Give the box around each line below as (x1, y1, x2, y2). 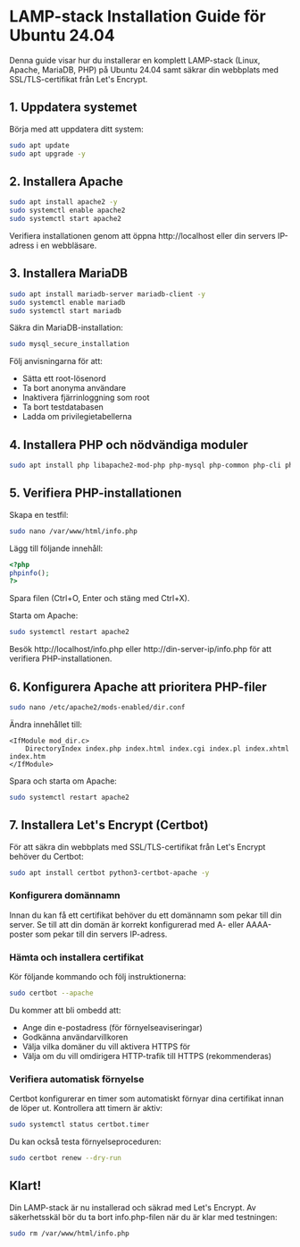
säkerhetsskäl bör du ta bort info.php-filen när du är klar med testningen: (9, 1211, 279, 1222)
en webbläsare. (39, 240, 97, 250)
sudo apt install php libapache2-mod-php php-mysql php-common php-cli (9, 461, 281, 471)
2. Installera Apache (9, 174, 123, 189)
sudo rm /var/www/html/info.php (9, 1228, 129, 1238)
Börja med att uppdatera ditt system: (9, 123, 145, 134)
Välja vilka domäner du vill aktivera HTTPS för (21, 1040, 191, 1052)
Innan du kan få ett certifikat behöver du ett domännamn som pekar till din (9, 910, 282, 920)
